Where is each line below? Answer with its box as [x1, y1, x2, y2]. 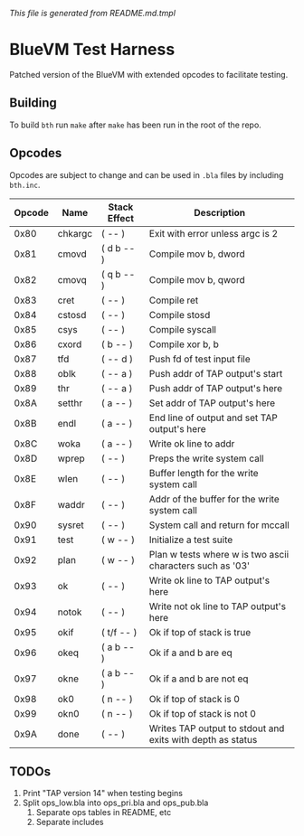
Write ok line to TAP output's [148, 574, 271, 587]
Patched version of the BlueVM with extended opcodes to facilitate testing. [9, 69, 289, 80]
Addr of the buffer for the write [148, 493, 280, 505]
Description [194, 206, 246, 219]
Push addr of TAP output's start [148, 367, 283, 380]
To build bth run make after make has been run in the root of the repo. [9, 119, 262, 130]
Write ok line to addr [148, 437, 235, 450]
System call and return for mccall [148, 519, 290, 531]
